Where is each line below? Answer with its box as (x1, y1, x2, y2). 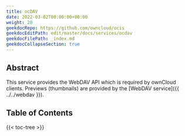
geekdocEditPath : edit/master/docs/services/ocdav (6, 30, 133, 36)
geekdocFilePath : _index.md (6, 36, 75, 42)
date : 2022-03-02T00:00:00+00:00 (6, 14, 88, 20)
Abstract (6, 63, 39, 73)
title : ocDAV (6, 8, 38, 15)
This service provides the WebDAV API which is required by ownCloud (6, 79, 176, 86)
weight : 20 (6, 19, 33, 25)
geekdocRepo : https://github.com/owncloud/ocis (6, 25, 125, 31)
